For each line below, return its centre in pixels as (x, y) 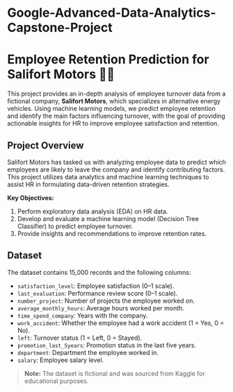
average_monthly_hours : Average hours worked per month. (101, 308)
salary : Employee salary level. (61, 360)
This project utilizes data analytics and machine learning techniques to (108, 176)
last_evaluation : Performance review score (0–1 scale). (97, 293)
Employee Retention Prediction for (109, 60)
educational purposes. (56, 381)
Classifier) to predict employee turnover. (75, 226)
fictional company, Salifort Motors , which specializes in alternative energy (114, 101)
